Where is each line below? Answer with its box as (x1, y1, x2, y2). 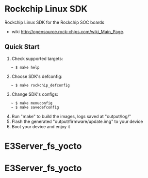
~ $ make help (11, 65, 40, 70)
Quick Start (4, 43, 40, 51)
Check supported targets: (11, 56, 64, 61)
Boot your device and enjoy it (11, 123, 70, 129)
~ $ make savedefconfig (11, 105, 59, 110)
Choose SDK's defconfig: (11, 74, 63, 79)
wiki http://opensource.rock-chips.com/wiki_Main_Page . (11, 29, 125, 34)
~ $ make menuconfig (11, 101, 53, 105)
